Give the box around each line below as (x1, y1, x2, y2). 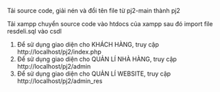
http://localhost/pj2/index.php (16, 48, 101, 56)
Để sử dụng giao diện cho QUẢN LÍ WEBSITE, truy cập (16, 69, 171, 78)
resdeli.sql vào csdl (7, 27, 62, 35)
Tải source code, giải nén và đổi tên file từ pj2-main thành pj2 (7, 7, 180, 14)
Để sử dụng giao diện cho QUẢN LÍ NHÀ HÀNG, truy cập (16, 55, 177, 63)
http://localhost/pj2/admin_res (16, 77, 103, 85)
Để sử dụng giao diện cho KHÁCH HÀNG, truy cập (16, 41, 160, 48)
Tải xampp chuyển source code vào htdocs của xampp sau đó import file (7, 20, 213, 27)
